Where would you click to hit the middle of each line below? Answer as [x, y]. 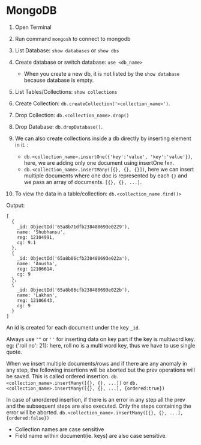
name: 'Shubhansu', [41, 232]
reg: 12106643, [36, 300]
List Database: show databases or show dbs [67, 50]
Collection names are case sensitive [59, 429]
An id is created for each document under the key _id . [73, 327]
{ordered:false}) [28, 418]
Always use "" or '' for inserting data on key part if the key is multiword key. [101, 339]
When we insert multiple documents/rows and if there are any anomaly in [97, 363]
